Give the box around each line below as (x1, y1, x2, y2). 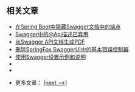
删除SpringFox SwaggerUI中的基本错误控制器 (15, 45, 129, 53)
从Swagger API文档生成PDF (15, 38, 85, 45)
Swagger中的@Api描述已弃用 (15, 30, 89, 38)
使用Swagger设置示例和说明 (15, 53, 86, 61)
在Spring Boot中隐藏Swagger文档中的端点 (15, 23, 121, 30)
